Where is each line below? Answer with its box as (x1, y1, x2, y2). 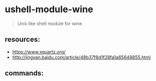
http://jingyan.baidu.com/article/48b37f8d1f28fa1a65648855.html (12, 54, 151, 60)
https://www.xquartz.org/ (12, 48, 66, 55)
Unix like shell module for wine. (17, 20, 83, 26)
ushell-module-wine (5, 4, 94, 15)
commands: (5, 69, 44, 77)
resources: (5, 35, 40, 44)
